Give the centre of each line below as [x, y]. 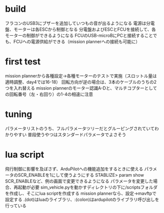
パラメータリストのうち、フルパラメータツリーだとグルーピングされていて [80, 128]
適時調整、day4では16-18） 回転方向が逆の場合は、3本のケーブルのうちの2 [81, 82]
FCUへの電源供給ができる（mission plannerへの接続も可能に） [77, 41]
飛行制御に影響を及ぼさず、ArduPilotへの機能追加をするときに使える [74, 169]
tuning [19, 114]
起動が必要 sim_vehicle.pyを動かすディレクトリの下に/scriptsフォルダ [88, 187]
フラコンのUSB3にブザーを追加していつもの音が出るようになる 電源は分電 [80, 23]
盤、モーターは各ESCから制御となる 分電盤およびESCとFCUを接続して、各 [81, 29]
